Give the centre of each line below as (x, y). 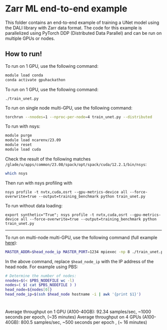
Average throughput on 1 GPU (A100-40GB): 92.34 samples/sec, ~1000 (78, 312)
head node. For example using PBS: (42, 267)
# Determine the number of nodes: (41, 276)
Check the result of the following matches (48, 159)
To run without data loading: (34, 205)
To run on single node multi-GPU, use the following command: (69, 108)
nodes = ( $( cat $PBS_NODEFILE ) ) (41, 285)
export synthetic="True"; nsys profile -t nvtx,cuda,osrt (66, 215)
